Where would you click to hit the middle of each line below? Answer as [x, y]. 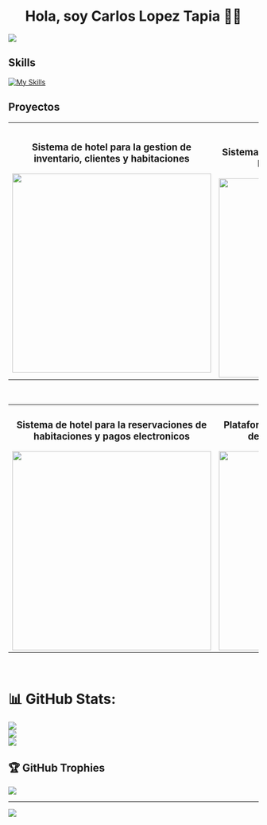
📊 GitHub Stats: [62, 699]
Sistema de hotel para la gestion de [112, 147]
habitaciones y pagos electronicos [112, 436]
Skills [22, 63]
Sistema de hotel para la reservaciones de [112, 424]
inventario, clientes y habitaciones [112, 158]
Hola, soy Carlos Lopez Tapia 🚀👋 [133, 16]
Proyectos [34, 107]
